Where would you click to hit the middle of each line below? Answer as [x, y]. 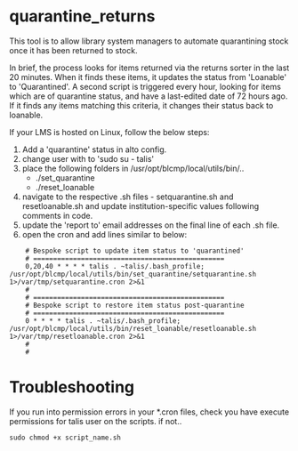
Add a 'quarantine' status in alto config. [94, 149]
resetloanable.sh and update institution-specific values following [141, 205]
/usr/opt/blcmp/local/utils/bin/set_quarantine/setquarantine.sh [133, 274]
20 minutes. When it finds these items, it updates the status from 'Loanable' [148, 77]
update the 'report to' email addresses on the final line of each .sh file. [151, 225]
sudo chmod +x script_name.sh [65, 438]
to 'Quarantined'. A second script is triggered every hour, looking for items [145, 86]
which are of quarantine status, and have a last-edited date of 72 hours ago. [149, 96]
